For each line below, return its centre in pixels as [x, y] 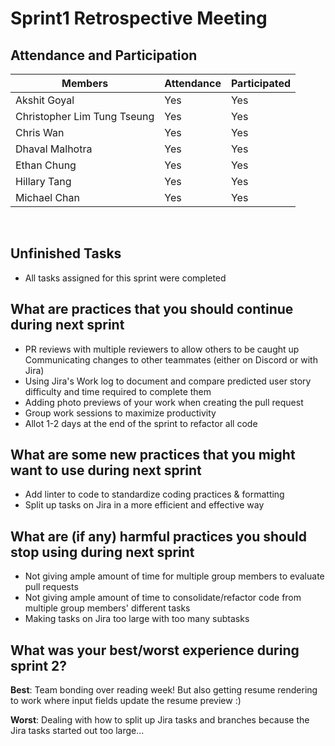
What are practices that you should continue [152, 309]
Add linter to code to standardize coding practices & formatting [154, 494]
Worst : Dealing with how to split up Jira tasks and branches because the [160, 720]
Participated [261, 83]
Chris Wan [40, 132]
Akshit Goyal [45, 100]
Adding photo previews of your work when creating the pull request [164, 402]
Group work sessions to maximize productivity [120, 413]
